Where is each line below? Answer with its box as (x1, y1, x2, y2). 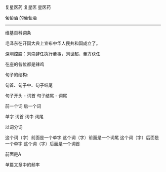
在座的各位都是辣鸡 (5, 61, 44, 67)
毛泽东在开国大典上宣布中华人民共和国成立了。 (5, 40, 100, 46)
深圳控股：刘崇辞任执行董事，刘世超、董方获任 (5, 51, 100, 57)
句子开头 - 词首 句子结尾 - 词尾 (5, 93, 68, 99)
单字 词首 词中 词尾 (5, 114, 43, 119)
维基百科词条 (5, 30, 31, 35)
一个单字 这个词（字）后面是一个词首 (5, 141, 80, 146)
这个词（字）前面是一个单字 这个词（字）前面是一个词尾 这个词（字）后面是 (5, 135, 159, 140)
